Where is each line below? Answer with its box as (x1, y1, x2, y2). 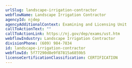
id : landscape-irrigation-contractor (5, 46, 86, 51)
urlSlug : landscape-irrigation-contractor (5, 7, 97, 13)
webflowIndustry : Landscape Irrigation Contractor (5, 36, 116, 41)
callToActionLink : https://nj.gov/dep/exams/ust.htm (5, 31, 120, 36)
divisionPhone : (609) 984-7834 (5, 41, 72, 46)
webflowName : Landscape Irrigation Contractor (5, 12, 106, 17)
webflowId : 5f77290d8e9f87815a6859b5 (5, 50, 86, 55)
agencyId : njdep (5, 17, 40, 22)
